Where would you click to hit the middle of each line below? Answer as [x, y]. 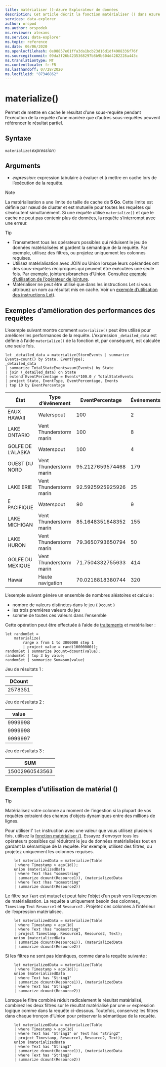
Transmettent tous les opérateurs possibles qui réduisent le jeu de [80, 242]
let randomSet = [22, 634]
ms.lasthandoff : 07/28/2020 [34, 70]
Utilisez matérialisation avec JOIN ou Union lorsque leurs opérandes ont [85, 263]
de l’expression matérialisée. [34, 912]
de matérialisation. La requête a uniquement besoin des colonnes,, [73, 901]
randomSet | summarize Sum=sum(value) [45, 660]
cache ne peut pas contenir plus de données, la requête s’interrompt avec [80, 218]
